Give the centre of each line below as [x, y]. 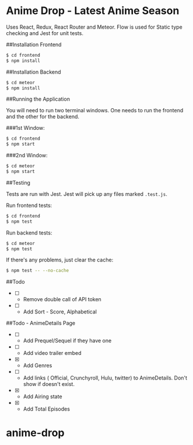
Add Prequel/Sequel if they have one [67, 341]
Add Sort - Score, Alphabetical [60, 312]
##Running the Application [38, 99]
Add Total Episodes [46, 409]
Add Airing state [43, 396]
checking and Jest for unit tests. [45, 33]
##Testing [18, 182]
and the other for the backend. [43, 117]
